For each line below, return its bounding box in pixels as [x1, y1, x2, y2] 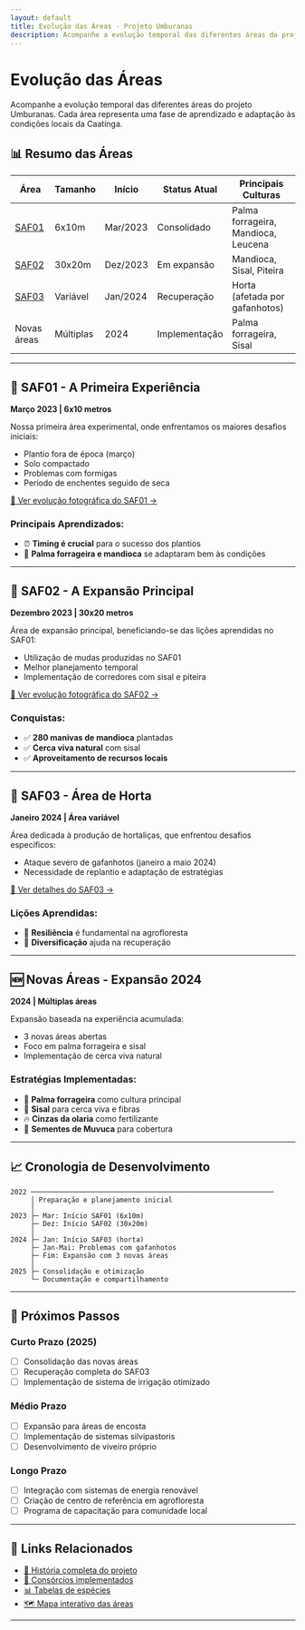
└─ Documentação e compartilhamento [30, 1275, 169, 1284]
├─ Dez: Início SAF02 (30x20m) [30, 1220, 148, 1229]
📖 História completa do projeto [23, 1565, 138, 1576]
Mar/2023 [104, 221, 148, 234]
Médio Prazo [10, 1399, 67, 1412]
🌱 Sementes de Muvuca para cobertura [23, 1123, 173, 1134]
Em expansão [157, 259, 215, 271]
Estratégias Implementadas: [10, 1073, 137, 1085]
